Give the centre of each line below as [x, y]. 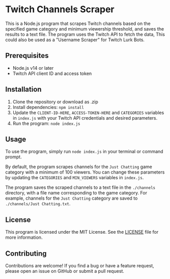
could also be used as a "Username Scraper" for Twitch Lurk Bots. [75, 40]
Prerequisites [27, 56]
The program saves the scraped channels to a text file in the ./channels [80, 187]
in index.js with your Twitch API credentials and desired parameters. [85, 118]
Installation [23, 89]
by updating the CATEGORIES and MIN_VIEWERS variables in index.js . [75, 178]
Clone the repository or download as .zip [55, 102]
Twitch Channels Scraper [60, 9]
